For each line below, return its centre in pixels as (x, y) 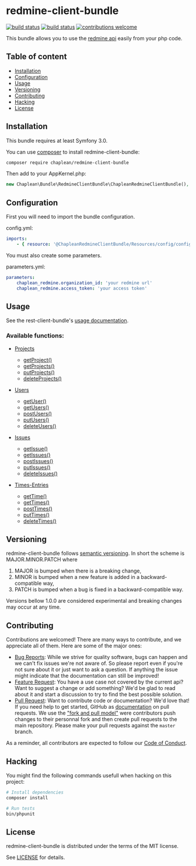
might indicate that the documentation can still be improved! (87, 676)
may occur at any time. (34, 607)
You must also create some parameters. (54, 255)
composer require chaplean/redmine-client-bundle (68, 163)
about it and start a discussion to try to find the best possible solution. (98, 695)
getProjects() (39, 366)
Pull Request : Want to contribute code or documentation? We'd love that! (102, 701)
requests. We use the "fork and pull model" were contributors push (95, 713)
